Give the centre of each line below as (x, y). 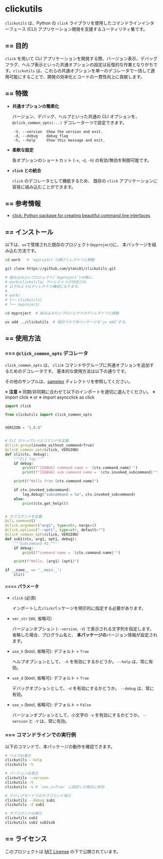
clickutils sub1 (21, 818)
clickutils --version (27, 778)
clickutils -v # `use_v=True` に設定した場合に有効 (55, 787)
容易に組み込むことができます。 (44, 187)
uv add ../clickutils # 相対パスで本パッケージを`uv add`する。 (67, 322)
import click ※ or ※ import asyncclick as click (50, 397)
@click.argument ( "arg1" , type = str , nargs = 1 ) (51, 525)
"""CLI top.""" (29, 459)
